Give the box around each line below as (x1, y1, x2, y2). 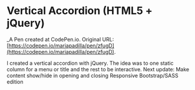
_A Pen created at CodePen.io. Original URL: (6, 36, 114, 43)
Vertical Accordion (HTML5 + (6, 4, 153, 18)
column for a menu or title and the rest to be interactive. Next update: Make (6, 65, 190, 72)
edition (6, 78, 24, 85)
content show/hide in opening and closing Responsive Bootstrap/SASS (6, 72, 179, 79)
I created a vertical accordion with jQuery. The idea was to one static (6, 60, 174, 67)
